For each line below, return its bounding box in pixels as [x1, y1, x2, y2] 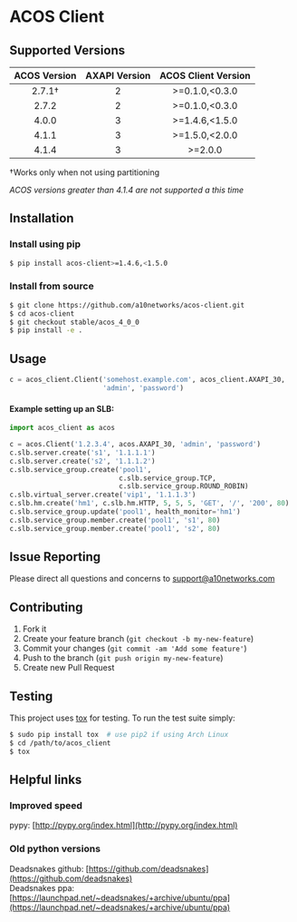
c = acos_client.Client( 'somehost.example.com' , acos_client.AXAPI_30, [9, 375, 285, 385]
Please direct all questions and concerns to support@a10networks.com [9, 574, 275, 584]
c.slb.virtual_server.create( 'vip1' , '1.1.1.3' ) [9, 490, 196, 500]
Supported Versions [9, 43, 125, 58]
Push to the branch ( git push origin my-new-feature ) [22, 652, 224, 663]
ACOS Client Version [159, 70, 251, 82]
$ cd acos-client [9, 309, 75, 319]
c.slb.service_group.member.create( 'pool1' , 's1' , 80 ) [9, 515, 221, 525]
